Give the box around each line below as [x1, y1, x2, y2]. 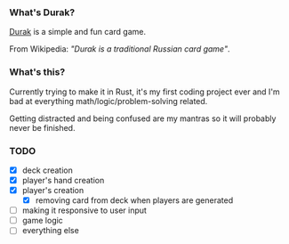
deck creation [21, 165, 73, 175]
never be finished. [9, 122, 76, 133]
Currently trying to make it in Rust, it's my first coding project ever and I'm [9, 86, 280, 97]
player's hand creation [21, 175, 105, 185]
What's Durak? [9, 6, 76, 19]
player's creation [21, 185, 84, 196]
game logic [21, 216, 64, 226]
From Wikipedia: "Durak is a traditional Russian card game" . [9, 44, 230, 54]
